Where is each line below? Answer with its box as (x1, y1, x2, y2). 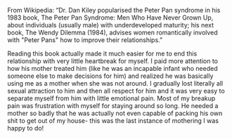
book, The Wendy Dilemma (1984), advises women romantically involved (7, 28, 218, 37)
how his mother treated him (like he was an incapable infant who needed (7, 65, 218, 72)
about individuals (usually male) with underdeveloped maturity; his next (7, 21, 214, 29)
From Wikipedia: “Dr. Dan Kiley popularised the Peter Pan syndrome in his (7, 6, 221, 14)
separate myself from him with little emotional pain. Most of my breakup (7, 94, 216, 102)
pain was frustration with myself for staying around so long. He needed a (7, 102, 219, 110)
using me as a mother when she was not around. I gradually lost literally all (7, 79, 224, 87)
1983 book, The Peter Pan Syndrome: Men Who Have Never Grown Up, (7, 13, 214, 22)
